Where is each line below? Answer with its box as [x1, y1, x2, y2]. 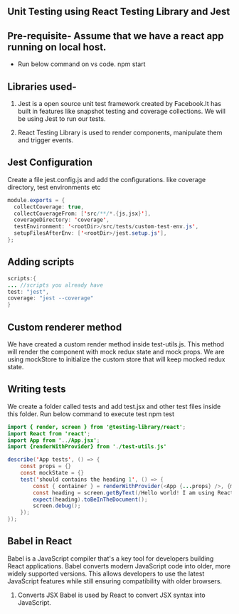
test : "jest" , [7, 288, 50, 295]
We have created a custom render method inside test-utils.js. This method [7, 339, 225, 348]
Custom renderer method [7, 321, 122, 333]
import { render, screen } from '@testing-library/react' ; [7, 423, 186, 430]
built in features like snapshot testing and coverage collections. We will [17, 107, 226, 116]
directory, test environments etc [7, 183, 101, 191]
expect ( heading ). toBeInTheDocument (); [33, 496, 148, 503]
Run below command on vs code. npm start [17, 60, 146, 68]
